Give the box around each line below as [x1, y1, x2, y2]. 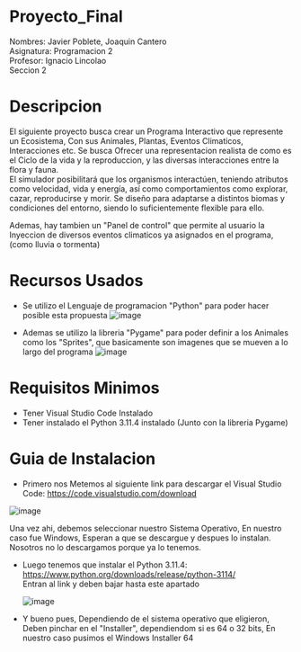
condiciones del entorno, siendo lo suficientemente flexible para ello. [9, 202, 265, 213]
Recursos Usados [9, 271, 144, 291]
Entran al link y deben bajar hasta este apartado [22, 578, 200, 589]
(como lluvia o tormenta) [9, 238, 101, 249]
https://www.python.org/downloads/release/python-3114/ [22, 568, 236, 579]
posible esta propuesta [22, 309, 108, 320]
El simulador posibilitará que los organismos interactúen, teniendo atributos [9, 174, 289, 184]
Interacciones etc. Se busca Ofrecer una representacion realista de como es [9, 145, 292, 156]
